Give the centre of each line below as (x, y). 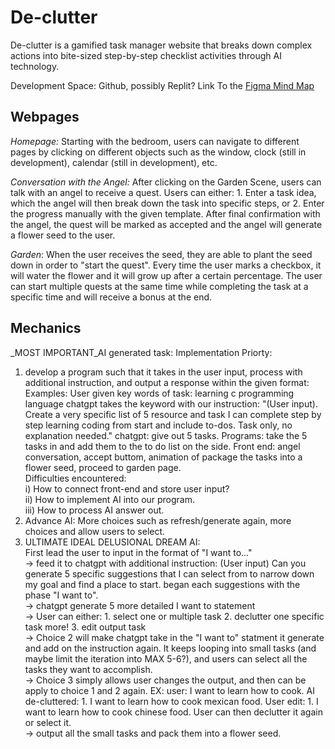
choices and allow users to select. (95, 531)
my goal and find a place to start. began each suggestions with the (162, 584)
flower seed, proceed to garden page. (103, 467)
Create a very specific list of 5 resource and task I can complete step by (173, 414)
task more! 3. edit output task (85, 627)
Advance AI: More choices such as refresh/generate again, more (158, 520)
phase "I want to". (61, 595)
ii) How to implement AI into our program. (110, 499)
